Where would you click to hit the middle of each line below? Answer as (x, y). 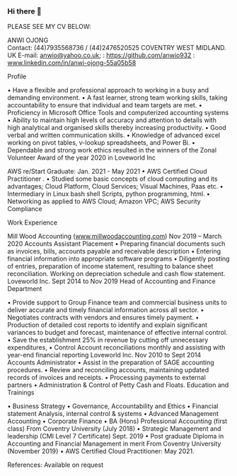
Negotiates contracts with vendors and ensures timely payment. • (103, 318)
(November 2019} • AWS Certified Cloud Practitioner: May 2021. (101, 451)
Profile (17, 76)
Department (25, 289)
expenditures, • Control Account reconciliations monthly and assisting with (116, 347)
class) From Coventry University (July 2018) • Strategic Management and (114, 429)
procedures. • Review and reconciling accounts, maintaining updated (108, 370)
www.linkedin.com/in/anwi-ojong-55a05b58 (72, 63)
